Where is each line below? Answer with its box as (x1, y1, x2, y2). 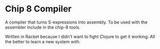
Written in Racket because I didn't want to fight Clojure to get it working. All (5, 34, 155, 39)
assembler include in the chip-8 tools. (5, 24, 81, 30)
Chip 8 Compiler (5, 3, 72, 14)
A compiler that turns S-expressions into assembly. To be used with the (5, 19, 148, 25)
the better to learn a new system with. (5, 38, 81, 44)
